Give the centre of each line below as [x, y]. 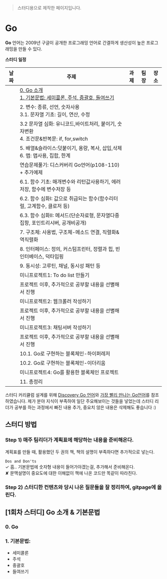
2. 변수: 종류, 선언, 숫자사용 [49, 107]
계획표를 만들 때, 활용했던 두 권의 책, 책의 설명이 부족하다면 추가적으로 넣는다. [80, 452]
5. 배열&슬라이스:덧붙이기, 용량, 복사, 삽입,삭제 [71, 148]
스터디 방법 [21, 425]
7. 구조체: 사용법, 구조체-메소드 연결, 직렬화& [69, 232]
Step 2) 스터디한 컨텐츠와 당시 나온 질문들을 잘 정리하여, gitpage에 [81, 487]
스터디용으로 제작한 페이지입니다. [49, 8]
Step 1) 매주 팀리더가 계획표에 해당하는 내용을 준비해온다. [70, 440]
